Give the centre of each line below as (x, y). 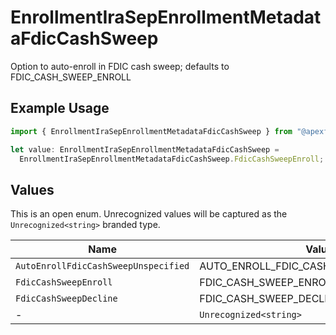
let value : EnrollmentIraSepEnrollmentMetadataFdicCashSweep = (145, 149)
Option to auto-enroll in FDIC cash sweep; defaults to (120, 66)
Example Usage (60, 108)
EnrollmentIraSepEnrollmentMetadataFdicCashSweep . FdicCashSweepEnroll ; (172, 159)
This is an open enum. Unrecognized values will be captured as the (149, 214)
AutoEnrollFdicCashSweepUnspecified (102, 266)
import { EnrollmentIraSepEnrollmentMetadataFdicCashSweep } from (151, 131)
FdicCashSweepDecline (66, 299)
